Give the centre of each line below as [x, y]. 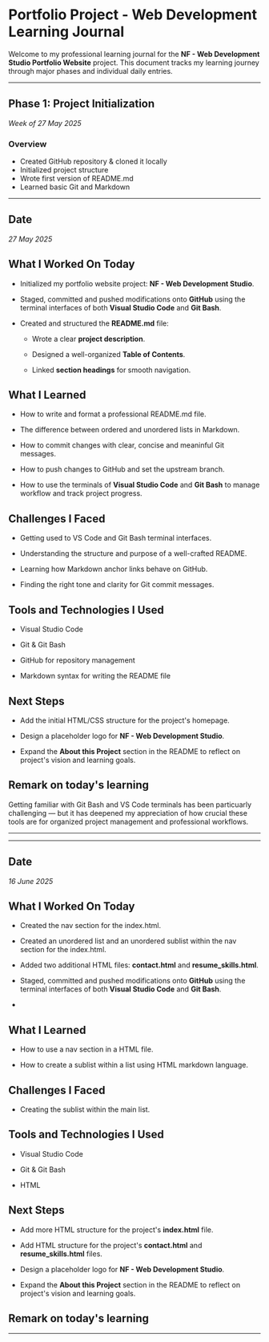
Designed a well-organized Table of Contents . [108, 354]
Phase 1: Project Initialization [82, 104]
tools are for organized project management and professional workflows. [128, 821]
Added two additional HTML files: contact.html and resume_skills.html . [139, 965]
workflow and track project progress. [81, 493]
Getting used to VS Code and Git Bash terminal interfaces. [116, 538]
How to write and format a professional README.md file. [113, 414]
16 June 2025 [31, 881]
